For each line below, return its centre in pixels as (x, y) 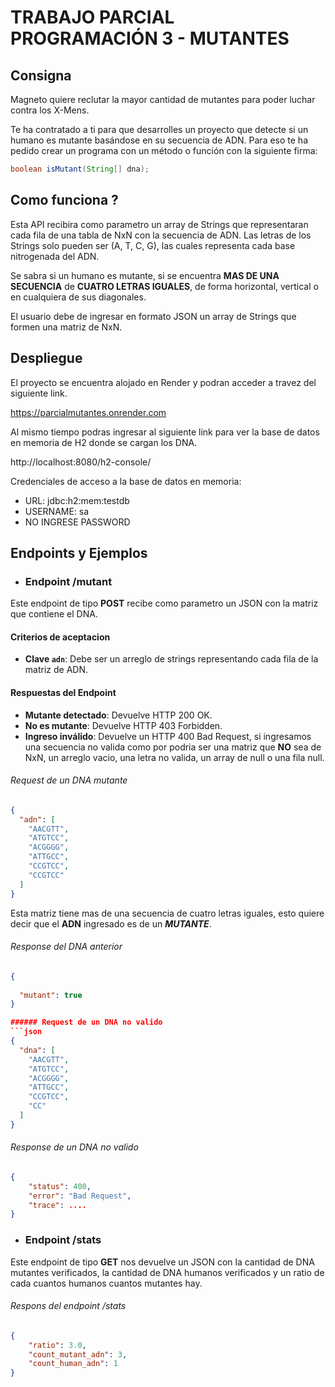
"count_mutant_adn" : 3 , (78, 1354)
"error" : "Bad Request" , (80, 1196)
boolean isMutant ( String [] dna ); (80, 169)
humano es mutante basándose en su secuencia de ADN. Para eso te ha (159, 140)
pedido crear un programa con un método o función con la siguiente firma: (164, 150)
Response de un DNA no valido (74, 1147)
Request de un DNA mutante (69, 780)
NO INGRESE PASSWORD (77, 522)
